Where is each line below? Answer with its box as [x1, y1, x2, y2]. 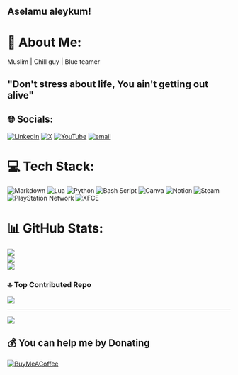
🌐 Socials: [7, 113, 54, 125]
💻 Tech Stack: [7, 158, 95, 174]
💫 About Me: [7, 34, 82, 50]
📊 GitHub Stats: [7, 220, 104, 236]
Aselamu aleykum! [7, 6, 92, 18]
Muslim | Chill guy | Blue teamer [7, 57, 101, 66]
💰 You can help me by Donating [7, 337, 150, 349]
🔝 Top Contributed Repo [7, 280, 92, 290]
